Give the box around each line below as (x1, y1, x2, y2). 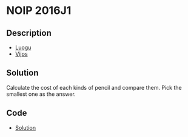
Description (6, 28, 52, 38)
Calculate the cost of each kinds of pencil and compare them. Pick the (6, 84, 182, 91)
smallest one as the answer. (6, 90, 76, 98)
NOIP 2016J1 (6, 4, 72, 18)
